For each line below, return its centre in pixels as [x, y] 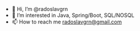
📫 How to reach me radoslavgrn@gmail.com [67, 22]
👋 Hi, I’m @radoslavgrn [40, 9]
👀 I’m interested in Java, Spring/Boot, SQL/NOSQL [73, 15]
